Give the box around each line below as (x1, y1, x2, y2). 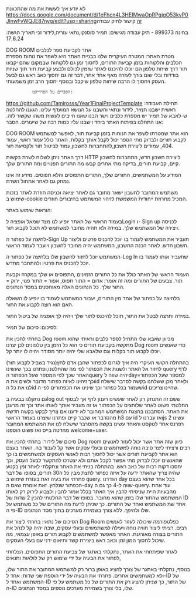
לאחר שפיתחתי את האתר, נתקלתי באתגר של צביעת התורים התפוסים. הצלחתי (6, 548, 178, 555)
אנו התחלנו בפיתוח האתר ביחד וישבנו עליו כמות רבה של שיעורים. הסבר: (6, 119, 164, 125)
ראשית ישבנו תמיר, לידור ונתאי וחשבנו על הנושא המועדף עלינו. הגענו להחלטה (6, 106, 176, 113)
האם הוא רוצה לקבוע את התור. (6, 301, 74, 308)
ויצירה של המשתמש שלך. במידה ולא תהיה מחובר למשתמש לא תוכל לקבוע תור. (6, 224, 180, 231)
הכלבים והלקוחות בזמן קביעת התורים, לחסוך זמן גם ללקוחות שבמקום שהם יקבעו (6, 59, 183, 66)
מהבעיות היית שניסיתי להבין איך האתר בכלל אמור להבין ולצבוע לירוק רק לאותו (6, 488, 177, 495)
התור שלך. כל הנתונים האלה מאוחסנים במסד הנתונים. (6, 283, 125, 290)
